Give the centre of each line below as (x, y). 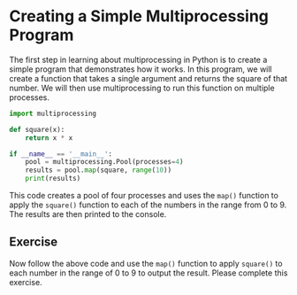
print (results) (53, 179)
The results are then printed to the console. (88, 214)
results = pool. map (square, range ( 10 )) (99, 170)
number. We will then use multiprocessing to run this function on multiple (142, 88)
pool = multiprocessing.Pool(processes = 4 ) (104, 162)
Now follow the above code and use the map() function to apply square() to (146, 263)
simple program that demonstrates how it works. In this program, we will (141, 69)
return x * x (49, 138)
